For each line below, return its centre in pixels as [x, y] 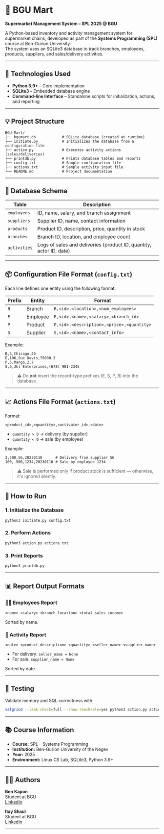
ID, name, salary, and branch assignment [84, 213]
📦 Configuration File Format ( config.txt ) [69, 274]
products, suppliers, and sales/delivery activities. [54, 54]
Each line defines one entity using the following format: [61, 288]
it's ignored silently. [37, 476]
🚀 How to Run [26, 496]
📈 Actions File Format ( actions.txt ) [61, 402]
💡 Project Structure [35, 121]
